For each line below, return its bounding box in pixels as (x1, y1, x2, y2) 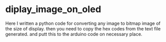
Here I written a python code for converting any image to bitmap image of (5, 20, 161, 26)
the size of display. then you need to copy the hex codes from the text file (5, 25, 161, 31)
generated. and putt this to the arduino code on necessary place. (5, 31, 142, 37)
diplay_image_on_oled (5, 4, 101, 15)
